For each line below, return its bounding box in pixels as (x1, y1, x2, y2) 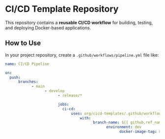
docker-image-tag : (119, 129, 157, 134)
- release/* (57, 93, 82, 98)
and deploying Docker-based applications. (5, 24, 91, 30)
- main (31, 84, 45, 89)
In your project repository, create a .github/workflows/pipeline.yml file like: (5, 52, 159, 58)
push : (9, 75, 21, 80)
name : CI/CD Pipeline (5, 61, 50, 67)
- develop (44, 89, 65, 93)
